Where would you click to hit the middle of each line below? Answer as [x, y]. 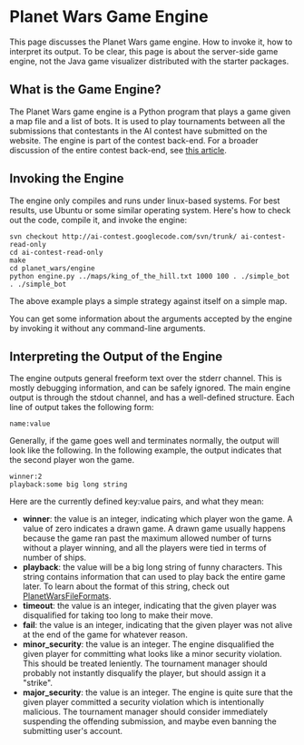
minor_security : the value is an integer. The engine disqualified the [148, 644]
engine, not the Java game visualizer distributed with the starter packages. [149, 61]
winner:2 [26, 477]
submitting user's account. [73, 731]
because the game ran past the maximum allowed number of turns [147, 538]
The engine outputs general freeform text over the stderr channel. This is [146, 378]
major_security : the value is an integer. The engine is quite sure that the [157, 692]
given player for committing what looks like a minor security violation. [152, 654]
